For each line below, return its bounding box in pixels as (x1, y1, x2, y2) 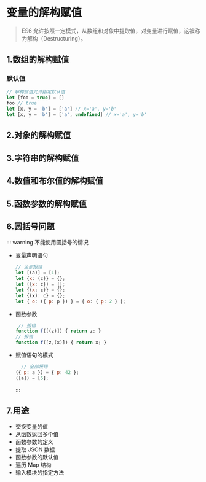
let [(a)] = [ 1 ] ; (15, 270, 60, 276)
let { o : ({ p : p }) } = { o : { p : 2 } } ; (15, 298, 126, 305)
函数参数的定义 (15, 438, 53, 446)
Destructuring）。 (42, 34, 87, 42)
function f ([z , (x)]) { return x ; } (15, 340, 107, 346)
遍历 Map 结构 (15, 461, 52, 468)
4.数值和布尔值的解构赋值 (6, 176, 103, 186)
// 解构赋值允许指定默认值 (6, 88, 66, 95)
